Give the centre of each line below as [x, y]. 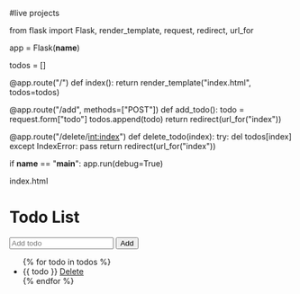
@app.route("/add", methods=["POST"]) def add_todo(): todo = [127, 110]
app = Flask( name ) [45, 48]
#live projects [35, 13]
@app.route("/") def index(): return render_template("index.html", [131, 83]
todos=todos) [35, 92]
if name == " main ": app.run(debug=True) [86, 164]
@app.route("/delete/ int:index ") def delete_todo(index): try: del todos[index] [151, 137]
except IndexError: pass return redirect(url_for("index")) [113, 146]
